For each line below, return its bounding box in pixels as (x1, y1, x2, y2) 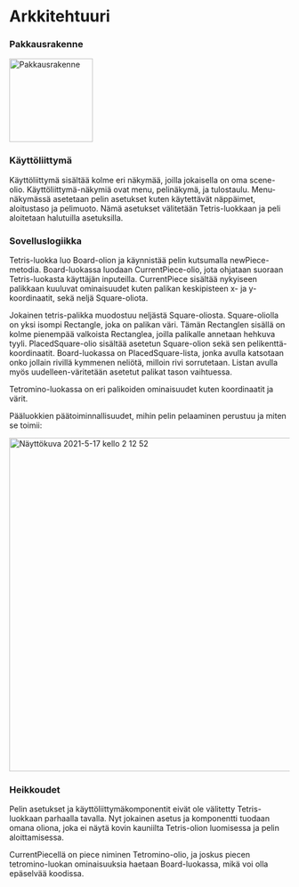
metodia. (9, 264, 42, 275)
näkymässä (9, 193, 52, 204)
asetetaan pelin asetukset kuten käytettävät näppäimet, (53, 193, 256, 204)
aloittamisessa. (9, 832, 65, 843)
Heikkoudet (9, 784, 61, 795)
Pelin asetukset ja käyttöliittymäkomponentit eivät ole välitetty (9, 803, 236, 815)
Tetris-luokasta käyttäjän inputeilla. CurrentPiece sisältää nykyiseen (9, 274, 258, 285)
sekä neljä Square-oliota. (56, 293, 149, 303)
